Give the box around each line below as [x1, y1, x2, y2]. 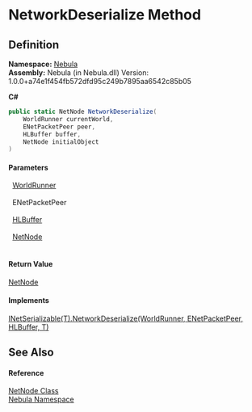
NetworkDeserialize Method [8, 6, 202, 24]
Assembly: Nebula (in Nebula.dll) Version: [8, 68, 149, 78]
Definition [8, 38, 59, 52]
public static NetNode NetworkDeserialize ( [8, 107, 157, 116]
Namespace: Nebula [8, 59, 78, 69]
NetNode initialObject [23, 137, 99, 146]
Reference [8, 368, 44, 377]
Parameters [8, 162, 48, 172]
